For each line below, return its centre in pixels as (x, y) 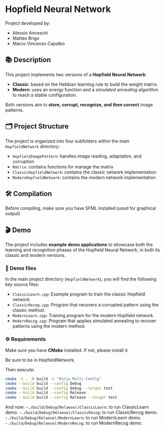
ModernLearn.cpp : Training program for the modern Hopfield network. (83, 316)
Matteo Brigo (26, 38)
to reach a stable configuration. (45, 95)
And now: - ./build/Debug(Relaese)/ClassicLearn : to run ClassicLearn (77, 407)
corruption (23, 161)
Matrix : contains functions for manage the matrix (63, 167)
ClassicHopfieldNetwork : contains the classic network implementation (84, 172)
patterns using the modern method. (49, 326)
